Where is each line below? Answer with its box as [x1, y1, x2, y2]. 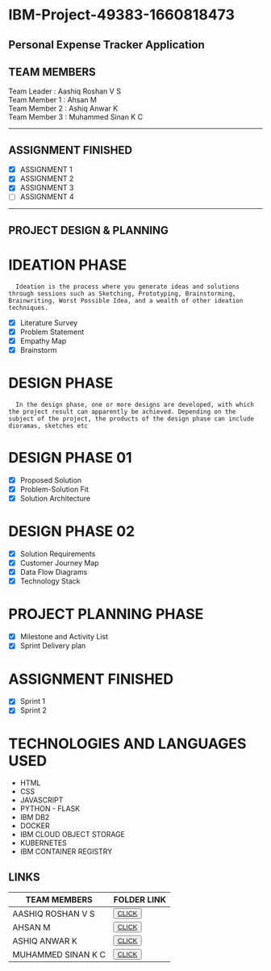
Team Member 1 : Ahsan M [8, 95, 97, 105]
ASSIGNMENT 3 [19, 183, 74, 193]
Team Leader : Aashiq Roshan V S [8, 86, 121, 96]
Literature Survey [19, 317, 78, 328]
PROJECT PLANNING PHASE [8, 605, 204, 623]
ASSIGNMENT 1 [19, 165, 73, 174]
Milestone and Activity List [19, 632, 109, 642]
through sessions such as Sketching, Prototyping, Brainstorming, [8, 289, 236, 298]
